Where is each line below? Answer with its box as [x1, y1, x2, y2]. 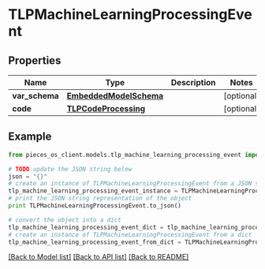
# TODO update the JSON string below [8, 165, 132, 173]
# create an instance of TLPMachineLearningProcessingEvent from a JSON [8, 180, 252, 188]
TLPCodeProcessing [66, 103, 146, 114]
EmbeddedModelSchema [66, 91, 164, 101]
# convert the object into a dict [8, 215, 122, 224]
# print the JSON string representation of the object [8, 195, 192, 203]
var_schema [12, 91, 59, 101]
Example [8, 130, 52, 144]
